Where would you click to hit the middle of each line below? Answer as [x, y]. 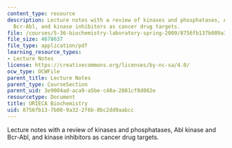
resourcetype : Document [41, 98]
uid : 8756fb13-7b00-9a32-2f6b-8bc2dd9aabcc [71, 110]
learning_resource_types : [44, 53]
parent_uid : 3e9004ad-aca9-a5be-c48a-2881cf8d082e [81, 91]
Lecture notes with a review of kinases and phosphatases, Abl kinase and [112, 129]
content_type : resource [41, 13]
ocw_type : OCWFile [33, 71]
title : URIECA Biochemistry [48, 104]
